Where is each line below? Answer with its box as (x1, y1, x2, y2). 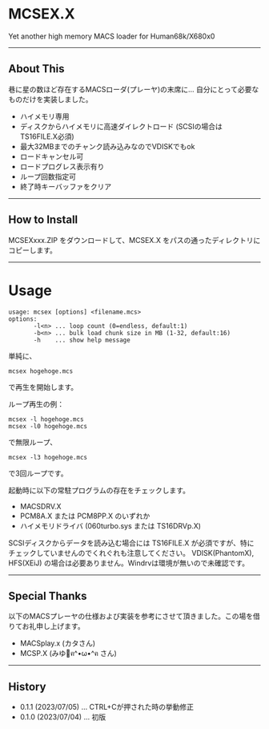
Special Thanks (8, 589, 87, 602)
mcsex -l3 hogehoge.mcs (8, 453, 88, 461)
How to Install (8, 213, 78, 227)
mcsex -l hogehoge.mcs (8, 415, 84, 423)
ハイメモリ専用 (19, 111, 70, 121)
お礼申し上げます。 (22, 622, 86, 631)
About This (8, 62, 66, 76)
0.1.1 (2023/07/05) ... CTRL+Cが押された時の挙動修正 (19, 703, 195, 712)
